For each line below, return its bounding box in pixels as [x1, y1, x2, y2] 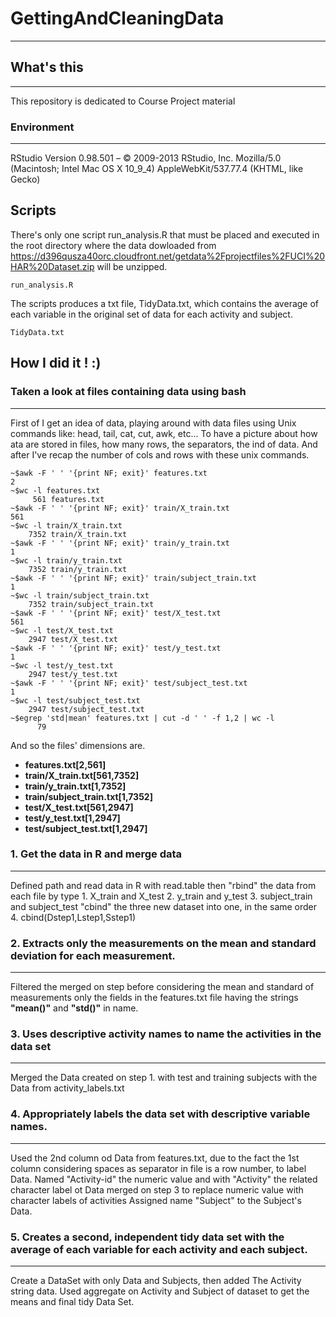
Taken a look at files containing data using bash [10, 385, 247, 399]
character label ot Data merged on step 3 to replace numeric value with [10, 1183, 304, 1196]
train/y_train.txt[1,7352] [24, 780, 127, 792]
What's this [10, 59, 84, 76]
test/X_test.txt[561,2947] [24, 801, 134, 813]
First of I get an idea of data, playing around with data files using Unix [10, 417, 297, 429]
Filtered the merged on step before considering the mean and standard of [10, 981, 315, 993]
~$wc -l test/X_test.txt [10, 625, 114, 636]
